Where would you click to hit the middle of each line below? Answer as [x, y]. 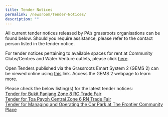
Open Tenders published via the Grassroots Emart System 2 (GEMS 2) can [82, 68]
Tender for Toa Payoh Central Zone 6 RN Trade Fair [58, 99]
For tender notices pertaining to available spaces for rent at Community [79, 53]
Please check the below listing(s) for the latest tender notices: [69, 89]
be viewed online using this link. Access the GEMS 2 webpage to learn [78, 74]
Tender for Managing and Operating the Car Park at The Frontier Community [84, 105]
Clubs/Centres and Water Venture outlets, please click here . [67, 59]
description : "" [22, 19]
